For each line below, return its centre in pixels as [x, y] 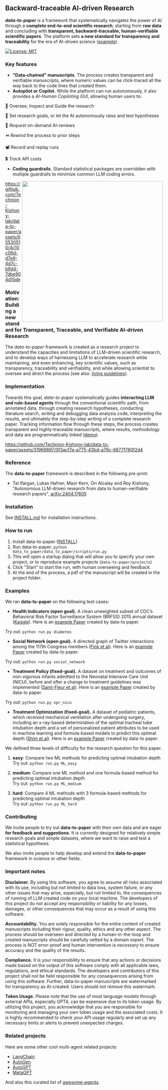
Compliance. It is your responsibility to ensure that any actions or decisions [83, 960]
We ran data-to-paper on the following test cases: [57, 601]
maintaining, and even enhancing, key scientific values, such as [71, 363]
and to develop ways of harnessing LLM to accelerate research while [76, 357]
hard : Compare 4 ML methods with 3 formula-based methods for [79, 793]
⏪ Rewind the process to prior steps [42, 135]
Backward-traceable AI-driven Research [69, 8]
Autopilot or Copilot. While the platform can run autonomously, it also [84, 91]
